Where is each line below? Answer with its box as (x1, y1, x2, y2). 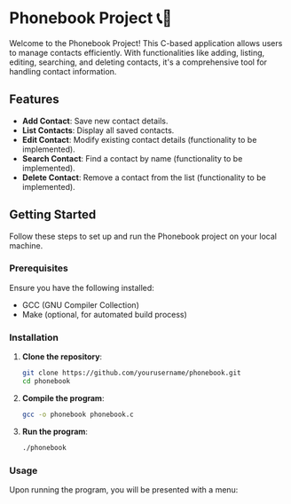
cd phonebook (21, 377, 71, 386)
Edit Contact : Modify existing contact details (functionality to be (21, 134, 257, 145)
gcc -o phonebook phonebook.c (21, 410, 135, 419)
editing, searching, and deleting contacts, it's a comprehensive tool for (9, 57, 268, 67)
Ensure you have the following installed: (9, 282, 155, 293)
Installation (9, 331, 59, 343)
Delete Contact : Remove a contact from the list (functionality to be (21, 172, 266, 183)
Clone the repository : (21, 351, 103, 362)
